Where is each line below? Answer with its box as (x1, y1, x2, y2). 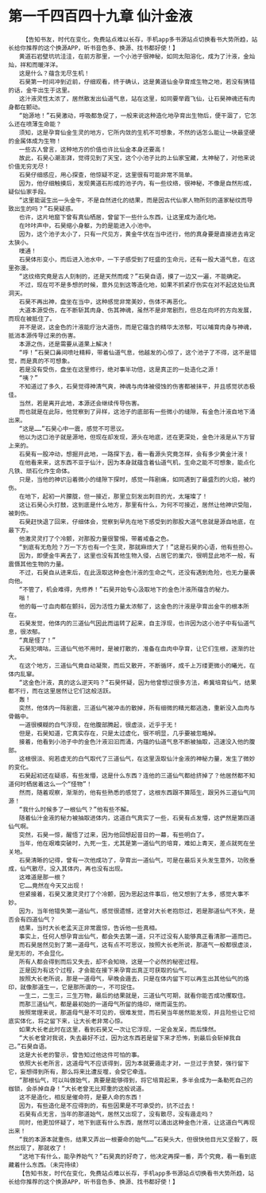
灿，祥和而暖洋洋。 (8, 61, 62, 68)
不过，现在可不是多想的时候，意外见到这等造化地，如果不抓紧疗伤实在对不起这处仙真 (18, 280, 256, 289)
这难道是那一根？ (18, 873, 67, 881)
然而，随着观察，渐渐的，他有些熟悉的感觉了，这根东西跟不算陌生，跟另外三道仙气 (18, 788, 250, 796)
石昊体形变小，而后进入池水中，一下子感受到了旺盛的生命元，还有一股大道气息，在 (18, 256, 250, 264)
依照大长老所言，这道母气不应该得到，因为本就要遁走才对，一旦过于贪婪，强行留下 (18, 1059, 250, 1067)
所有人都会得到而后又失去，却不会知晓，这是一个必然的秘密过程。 (18, 957, 202, 966)
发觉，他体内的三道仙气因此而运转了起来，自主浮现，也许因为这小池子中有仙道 (30, 619, 250, 628)
